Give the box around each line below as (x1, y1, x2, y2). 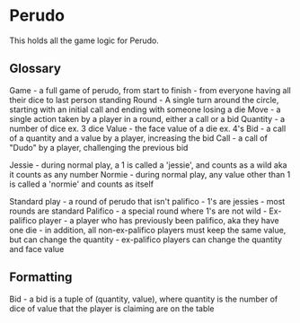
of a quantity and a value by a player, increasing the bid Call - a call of (9, 132, 268, 144)
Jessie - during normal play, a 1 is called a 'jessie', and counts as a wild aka (9, 159, 287, 170)
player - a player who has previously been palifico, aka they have (39, 214, 280, 225)
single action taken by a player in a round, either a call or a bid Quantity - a (9, 113, 286, 124)
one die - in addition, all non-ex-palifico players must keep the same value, (9, 224, 287, 235)
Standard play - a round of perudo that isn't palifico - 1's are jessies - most (9, 196, 286, 206)
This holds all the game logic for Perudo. (9, 35, 159, 46)
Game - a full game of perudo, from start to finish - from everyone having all (9, 84, 292, 95)
